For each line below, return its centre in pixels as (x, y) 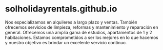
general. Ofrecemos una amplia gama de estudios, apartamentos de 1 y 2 (79, 32)
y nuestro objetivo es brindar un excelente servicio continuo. (66, 42)
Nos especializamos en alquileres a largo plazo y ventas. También (71, 22)
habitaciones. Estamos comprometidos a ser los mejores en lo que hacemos (82, 37)
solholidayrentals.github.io (61, 9)
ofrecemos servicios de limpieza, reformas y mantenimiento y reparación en (82, 27)
